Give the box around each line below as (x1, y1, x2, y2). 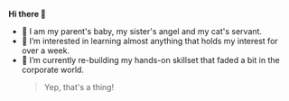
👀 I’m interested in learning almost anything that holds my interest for (21, 36, 279, 46)
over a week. (21, 45, 70, 56)
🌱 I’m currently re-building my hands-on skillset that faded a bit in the (21, 55, 281, 65)
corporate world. (21, 64, 85, 75)
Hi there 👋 (8, 9, 46, 19)
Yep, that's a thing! (43, 82, 115, 92)
